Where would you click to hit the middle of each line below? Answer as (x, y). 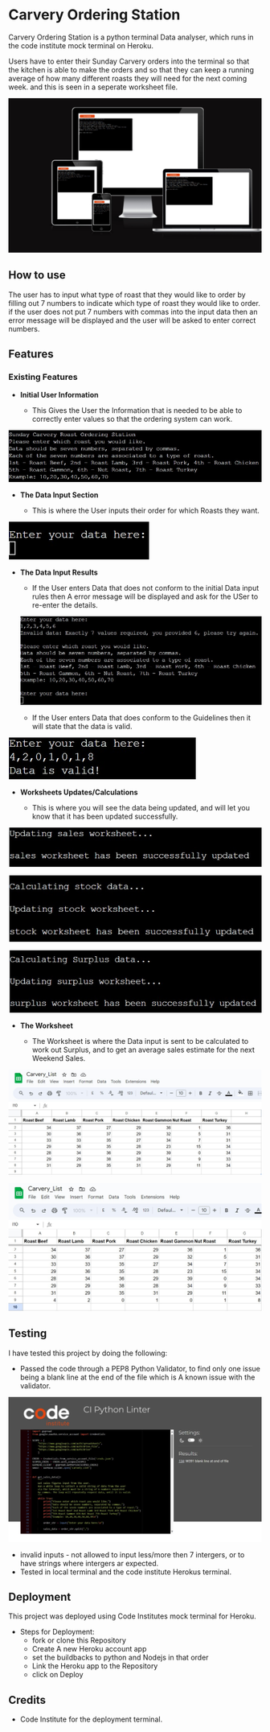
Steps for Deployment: (57, 1632)
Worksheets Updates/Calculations (79, 792)
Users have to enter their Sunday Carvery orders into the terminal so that (129, 61)
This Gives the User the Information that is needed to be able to (137, 410)
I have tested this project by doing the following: (88, 1353)
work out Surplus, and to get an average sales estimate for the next (143, 1050)
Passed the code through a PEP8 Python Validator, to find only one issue (140, 1368)
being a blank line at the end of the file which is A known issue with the (137, 1377)
